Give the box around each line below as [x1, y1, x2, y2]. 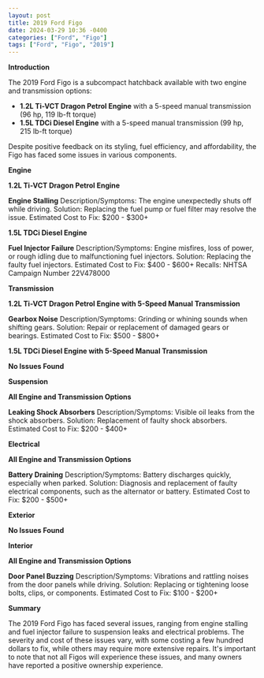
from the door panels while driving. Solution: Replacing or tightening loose [8, 580, 249, 590]
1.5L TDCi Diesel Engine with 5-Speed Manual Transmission [8, 346, 208, 356]
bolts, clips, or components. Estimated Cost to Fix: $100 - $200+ [8, 588, 218, 598]
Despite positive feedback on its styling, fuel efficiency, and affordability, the [8, 142, 257, 151]
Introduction [8, 62, 50, 72]
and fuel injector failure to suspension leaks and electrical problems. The [8, 628, 244, 637]
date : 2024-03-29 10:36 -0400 [8, 26, 108, 34]
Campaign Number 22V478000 [8, 269, 110, 278]
